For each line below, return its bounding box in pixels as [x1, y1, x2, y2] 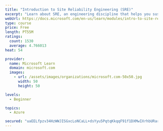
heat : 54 [5, 48, 23, 52]
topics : [5, 105, 21, 111]
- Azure [9, 110, 25, 115]
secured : [5, 119, 23, 124]
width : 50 [17, 79, 38, 84]
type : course [5, 20, 32, 26]
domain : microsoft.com [9, 65, 55, 70]
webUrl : [5, 16, 21, 21]
